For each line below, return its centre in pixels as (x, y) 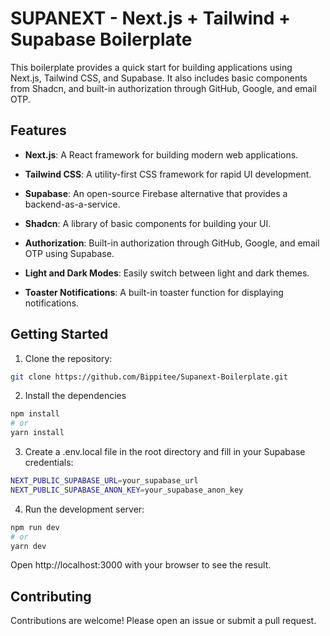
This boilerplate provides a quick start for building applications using (151, 67)
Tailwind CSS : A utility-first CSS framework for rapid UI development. (168, 174)
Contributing (51, 596)
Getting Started (59, 334)
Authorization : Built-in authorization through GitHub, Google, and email (172, 243)
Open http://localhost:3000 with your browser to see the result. (141, 565)
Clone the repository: (68, 358)
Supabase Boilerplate (101, 39)
